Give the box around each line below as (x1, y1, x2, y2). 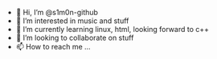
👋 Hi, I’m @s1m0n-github (15, 8, 99, 17)
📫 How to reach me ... (15, 42, 91, 51)
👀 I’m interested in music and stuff (15, 16, 129, 26)
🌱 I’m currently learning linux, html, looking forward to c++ (15, 25, 210, 33)
